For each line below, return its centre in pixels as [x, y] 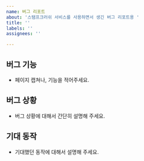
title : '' [18, 23]
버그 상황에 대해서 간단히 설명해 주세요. [60, 116]
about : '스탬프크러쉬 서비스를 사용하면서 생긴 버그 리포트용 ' [73, 17]
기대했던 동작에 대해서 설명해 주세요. [57, 151]
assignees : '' [24, 34]
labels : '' [20, 28]
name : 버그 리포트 [26, 12]
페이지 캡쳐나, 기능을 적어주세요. [52, 80]
